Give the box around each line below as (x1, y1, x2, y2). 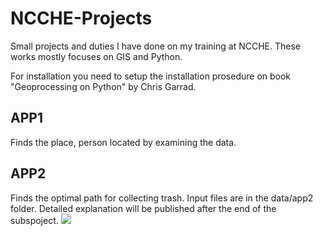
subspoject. (10, 214, 59, 226)
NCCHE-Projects (10, 7, 153, 30)
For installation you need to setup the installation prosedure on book (10, 70, 292, 82)
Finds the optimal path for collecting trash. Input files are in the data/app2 (10, 192, 314, 204)
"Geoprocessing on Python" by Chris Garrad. (10, 80, 197, 92)
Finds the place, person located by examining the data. (10, 136, 237, 148)
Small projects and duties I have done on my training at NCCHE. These (10, 40, 301, 52)
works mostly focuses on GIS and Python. (10, 50, 183, 62)
